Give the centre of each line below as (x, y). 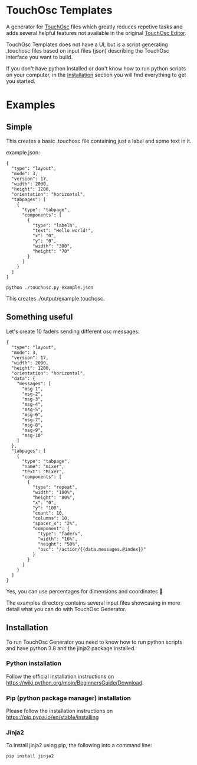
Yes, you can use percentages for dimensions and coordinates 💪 (85, 591)
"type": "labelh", (55, 225)
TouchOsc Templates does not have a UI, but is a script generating (87, 44)
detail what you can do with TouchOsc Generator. (66, 609)
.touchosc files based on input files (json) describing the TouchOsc (88, 50)
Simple (19, 127)
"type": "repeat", (55, 487)
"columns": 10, (51, 518)
